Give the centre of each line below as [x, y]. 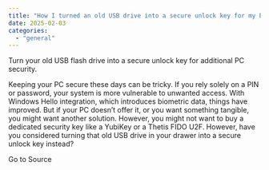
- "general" [36, 38]
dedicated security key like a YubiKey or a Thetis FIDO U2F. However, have [132, 127]
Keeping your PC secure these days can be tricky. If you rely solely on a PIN [134, 85]
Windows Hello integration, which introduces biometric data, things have [128, 101]
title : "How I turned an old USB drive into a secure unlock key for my [132, 16]
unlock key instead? [41, 144]
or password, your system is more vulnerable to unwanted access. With [126, 93]
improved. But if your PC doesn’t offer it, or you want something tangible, [129, 110]
